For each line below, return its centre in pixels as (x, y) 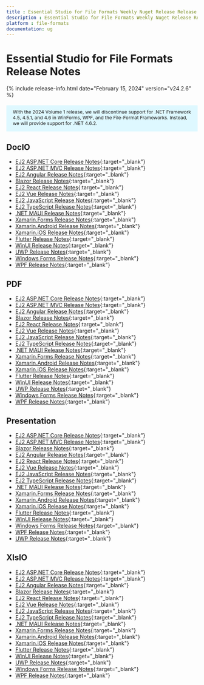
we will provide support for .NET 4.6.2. (55, 123)
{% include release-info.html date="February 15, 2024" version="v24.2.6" (99, 89)
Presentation (31, 421)
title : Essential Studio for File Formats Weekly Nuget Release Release (102, 12)
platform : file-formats (38, 23)
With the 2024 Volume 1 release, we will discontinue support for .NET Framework (102, 112)
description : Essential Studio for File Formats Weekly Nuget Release (99, 18)
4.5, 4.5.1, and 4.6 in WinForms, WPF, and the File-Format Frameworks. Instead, (100, 117)
